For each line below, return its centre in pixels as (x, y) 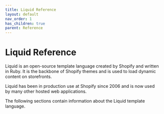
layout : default (22, 14)
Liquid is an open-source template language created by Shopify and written (82, 66)
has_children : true (25, 23)
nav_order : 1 (19, 19)
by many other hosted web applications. (46, 91)
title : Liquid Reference (31, 10)
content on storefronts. (28, 76)
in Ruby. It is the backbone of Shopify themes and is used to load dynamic (81, 72)
